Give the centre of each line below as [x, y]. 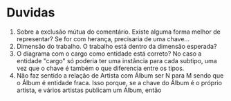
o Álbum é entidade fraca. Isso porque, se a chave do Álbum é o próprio [119, 82]
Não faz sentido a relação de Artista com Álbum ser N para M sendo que [120, 75]
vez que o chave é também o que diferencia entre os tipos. [100, 68]
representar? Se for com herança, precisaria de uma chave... [103, 38]
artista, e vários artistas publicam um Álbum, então [89, 90]
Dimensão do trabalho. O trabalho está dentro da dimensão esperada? [117, 46]
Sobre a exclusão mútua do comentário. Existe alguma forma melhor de [118, 32]
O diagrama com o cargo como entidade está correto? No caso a [109, 54]
